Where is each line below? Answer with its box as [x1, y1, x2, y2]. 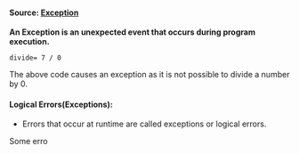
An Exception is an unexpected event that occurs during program [9, 27, 256, 37]
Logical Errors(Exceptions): [9, 99, 113, 109]
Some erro [9, 136, 48, 147]
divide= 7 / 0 [9, 53, 62, 62]
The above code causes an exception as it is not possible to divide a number [9, 69, 290, 80]
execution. [9, 36, 51, 47]
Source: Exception [9, 7, 79, 18]
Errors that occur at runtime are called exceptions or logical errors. [21, 118, 267, 129]
